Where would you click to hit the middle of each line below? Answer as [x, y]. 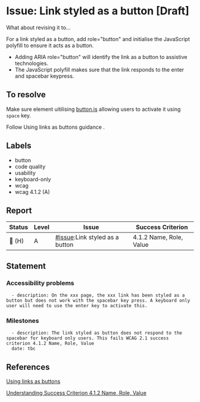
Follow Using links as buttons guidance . [56, 127]
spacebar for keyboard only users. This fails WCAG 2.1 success [87, 338]
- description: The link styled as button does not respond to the [97, 333]
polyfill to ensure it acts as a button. [50, 45]
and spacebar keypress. [44, 76]
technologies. [32, 63]
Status [19, 227]
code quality [30, 166]
